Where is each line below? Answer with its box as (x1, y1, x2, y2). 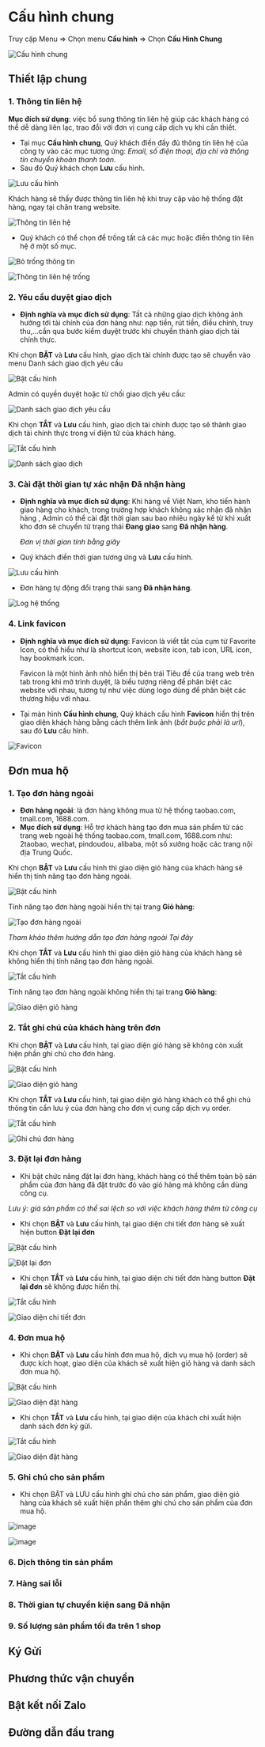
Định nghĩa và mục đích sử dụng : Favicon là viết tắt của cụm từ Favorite (19, 636, 256, 646)
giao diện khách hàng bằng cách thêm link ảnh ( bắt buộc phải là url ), (19, 717, 245, 727)
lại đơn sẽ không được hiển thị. (19, 1282, 121, 1291)
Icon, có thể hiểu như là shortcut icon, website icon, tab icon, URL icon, (19, 645, 252, 654)
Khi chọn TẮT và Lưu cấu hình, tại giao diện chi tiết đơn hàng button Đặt (19, 1273, 256, 1283)
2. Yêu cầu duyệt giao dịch (8, 291, 112, 302)
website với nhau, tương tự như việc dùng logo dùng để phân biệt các (19, 685, 247, 695)
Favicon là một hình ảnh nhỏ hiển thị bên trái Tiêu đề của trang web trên (19, 669, 255, 678)
